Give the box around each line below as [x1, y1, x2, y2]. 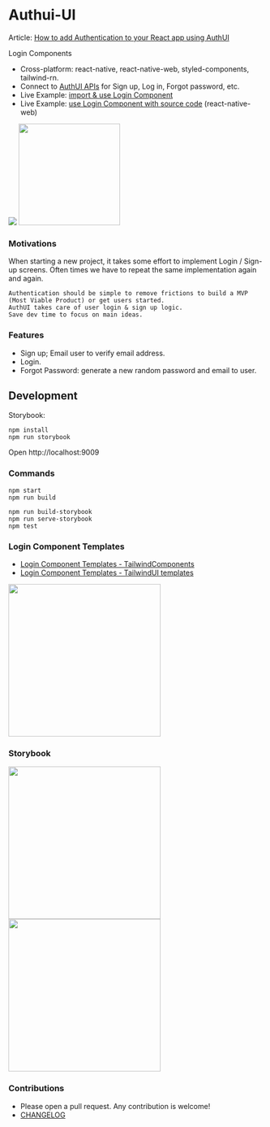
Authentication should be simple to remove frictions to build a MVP [8, 289, 249, 298]
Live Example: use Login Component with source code [19, 98, 203, 108]
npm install [8, 426, 49, 434]
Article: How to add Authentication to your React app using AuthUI [8, 33, 229, 42]
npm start [8, 486, 42, 494]
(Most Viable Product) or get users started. [8, 297, 165, 305]
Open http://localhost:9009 [8, 447, 100, 457]
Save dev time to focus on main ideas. [8, 311, 144, 319]
